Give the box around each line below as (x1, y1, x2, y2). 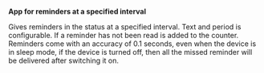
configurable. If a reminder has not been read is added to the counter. (8, 31, 239, 40)
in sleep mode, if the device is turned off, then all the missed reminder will (8, 48, 253, 56)
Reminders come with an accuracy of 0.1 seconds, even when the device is (8, 39, 257, 48)
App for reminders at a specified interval (8, 7, 147, 16)
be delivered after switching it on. (8, 56, 119, 65)
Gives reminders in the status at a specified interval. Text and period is (8, 22, 242, 31)
